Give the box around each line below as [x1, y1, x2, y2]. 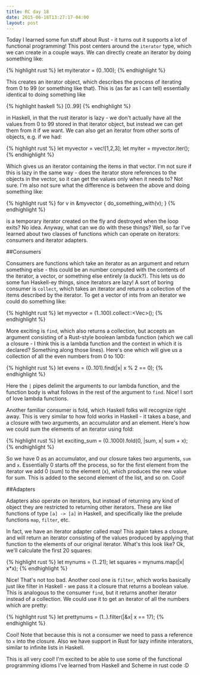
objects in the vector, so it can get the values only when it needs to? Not [6, 176, 183, 183]
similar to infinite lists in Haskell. [6, 644, 85, 651]
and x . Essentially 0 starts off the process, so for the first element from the [6, 461, 189, 469]
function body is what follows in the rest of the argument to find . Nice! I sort [6, 389, 193, 396]
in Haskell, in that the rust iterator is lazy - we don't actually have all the [6, 114, 182, 121]
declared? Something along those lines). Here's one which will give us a [6, 346, 183, 354]
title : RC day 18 [6, 8, 49, 15]
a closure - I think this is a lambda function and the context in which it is [6, 340, 183, 347]
